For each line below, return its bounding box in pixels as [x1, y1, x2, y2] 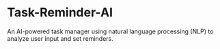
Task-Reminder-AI [7, 5, 113, 20]
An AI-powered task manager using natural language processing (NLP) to [7, 27, 214, 35]
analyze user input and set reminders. [7, 34, 114, 42]
